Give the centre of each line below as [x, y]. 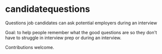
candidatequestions [48, 9]
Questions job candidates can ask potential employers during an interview [81, 23]
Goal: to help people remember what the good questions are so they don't [81, 32]
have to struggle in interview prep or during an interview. [63, 38]
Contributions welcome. [30, 47]
